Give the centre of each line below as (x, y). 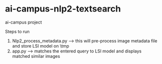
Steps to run (18, 31)
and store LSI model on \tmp (40, 46)
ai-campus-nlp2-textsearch (63, 9)
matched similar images (36, 56)
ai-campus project (24, 22)
